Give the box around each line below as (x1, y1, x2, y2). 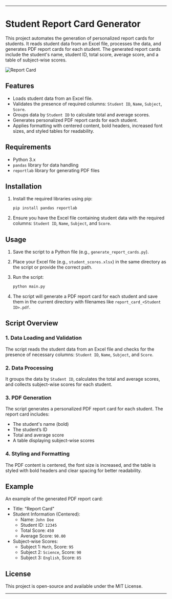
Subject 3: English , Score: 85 (20, 554, 82, 561)
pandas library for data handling (12, 162, 79, 168)
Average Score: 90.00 (20, 533, 66, 539)
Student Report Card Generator (5, 18, 141, 30)
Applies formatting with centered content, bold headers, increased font (12, 122, 163, 129)
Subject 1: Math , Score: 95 (20, 544, 74, 550)
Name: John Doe (20, 517, 54, 523)
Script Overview (5, 319, 58, 328)
